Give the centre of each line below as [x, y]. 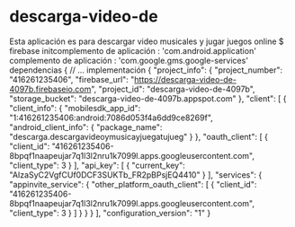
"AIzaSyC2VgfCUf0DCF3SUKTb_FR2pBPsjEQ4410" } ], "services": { [136, 175]
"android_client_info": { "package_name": [86, 127]
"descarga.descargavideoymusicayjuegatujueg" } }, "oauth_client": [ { [139, 136]
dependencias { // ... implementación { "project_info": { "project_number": [146, 70]
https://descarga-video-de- [185, 79]
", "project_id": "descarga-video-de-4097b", [173, 89]
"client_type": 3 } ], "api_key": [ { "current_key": [98, 165]
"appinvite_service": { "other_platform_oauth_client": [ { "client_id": [133, 184]
